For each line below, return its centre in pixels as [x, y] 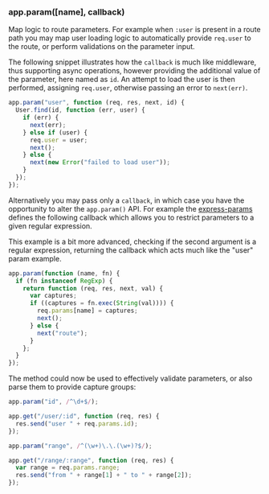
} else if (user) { [55, 132]
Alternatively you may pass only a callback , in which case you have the [126, 200]
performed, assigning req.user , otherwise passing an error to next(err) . [128, 88]
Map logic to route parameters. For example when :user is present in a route [134, 30]
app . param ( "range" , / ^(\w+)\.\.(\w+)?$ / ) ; [80, 446]
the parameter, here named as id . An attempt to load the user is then [122, 80]
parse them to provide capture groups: [72, 387]
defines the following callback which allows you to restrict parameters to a [131, 217]
